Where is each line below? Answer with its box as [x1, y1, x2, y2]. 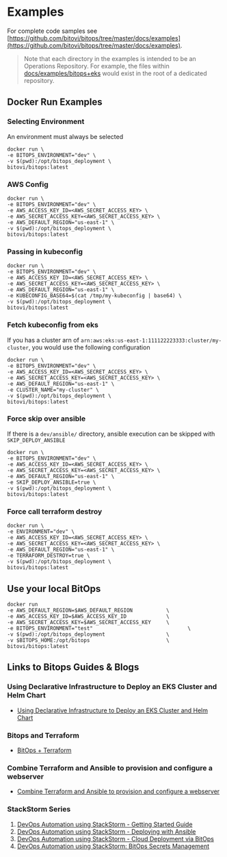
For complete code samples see [7, 27, 98, 35]
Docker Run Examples [7, 97, 103, 108]
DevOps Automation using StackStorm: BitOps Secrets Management [16, 842, 210, 850]
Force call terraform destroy [7, 506, 103, 516]
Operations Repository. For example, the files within [23, 62, 170, 70]
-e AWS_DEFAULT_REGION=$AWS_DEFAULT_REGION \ [7, 607, 170, 614]
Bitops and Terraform [7, 730, 80, 740]
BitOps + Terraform [16, 746, 72, 754]
